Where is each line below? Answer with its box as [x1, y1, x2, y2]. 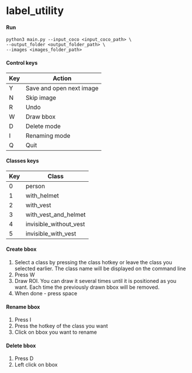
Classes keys [6, 157, 39, 164]
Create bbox [6, 246, 37, 253]
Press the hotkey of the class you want [14, 323, 108, 330]
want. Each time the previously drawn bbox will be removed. [14, 284, 160, 291]
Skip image [25, 94, 57, 102]
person [25, 182, 46, 190]
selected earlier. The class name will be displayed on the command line [14, 265, 186, 272]
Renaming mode [25, 132, 71, 140]
